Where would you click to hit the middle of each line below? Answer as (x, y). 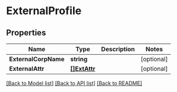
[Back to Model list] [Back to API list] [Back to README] (74, 83)
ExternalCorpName (37, 59)
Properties (26, 33)
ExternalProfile (44, 11)
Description (118, 49)
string (79, 59)
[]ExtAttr (83, 69)
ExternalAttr (27, 69)
